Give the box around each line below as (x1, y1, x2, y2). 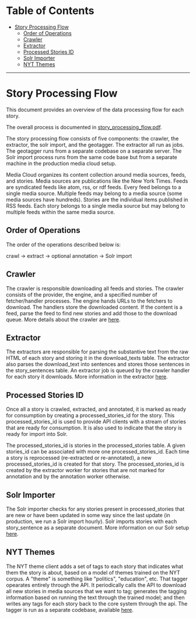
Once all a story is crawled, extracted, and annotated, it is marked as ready (6, 405, 187, 413)
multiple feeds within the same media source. (6, 208, 116, 215)
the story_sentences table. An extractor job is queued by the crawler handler (6, 367, 190, 374)
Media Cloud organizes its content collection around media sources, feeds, (6, 171, 187, 178)
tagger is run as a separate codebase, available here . (6, 606, 134, 613)
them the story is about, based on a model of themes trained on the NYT (6, 569, 181, 576)
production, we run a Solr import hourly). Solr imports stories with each (6, 518, 177, 525)
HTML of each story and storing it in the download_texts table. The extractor (6, 355, 190, 362)
